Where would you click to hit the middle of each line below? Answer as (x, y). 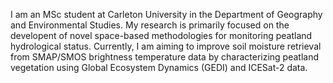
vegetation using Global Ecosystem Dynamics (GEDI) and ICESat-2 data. (159, 67)
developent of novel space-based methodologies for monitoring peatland (161, 35)
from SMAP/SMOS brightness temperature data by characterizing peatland (165, 57)
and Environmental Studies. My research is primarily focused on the (150, 25)
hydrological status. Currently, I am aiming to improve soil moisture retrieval (166, 46)
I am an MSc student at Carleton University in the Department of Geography (166, 14)
